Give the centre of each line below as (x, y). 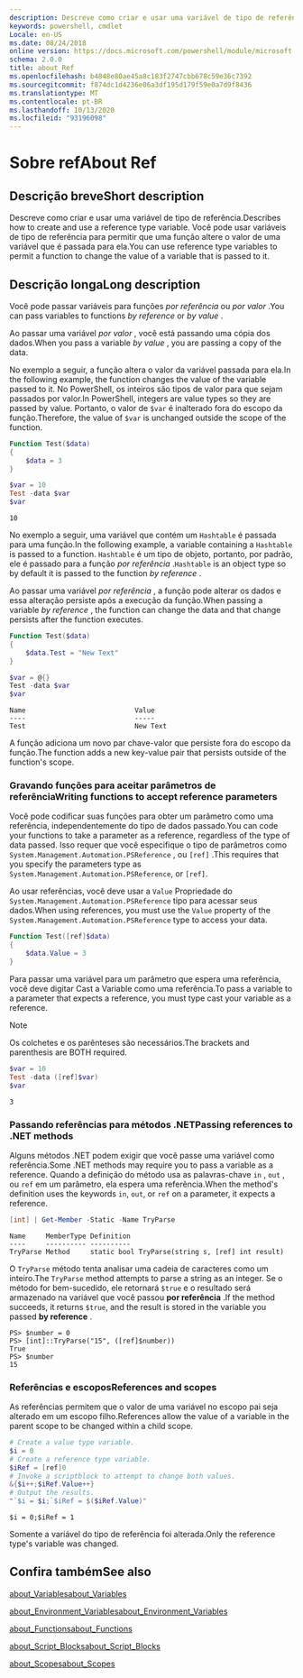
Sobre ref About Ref (83, 163)
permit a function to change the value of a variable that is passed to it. (140, 256)
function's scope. (42, 762)
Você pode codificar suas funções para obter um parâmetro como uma (142, 816)
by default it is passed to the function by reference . (106, 573)
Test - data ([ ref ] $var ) (54, 1077)
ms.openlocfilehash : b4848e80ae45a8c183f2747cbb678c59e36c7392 (131, 77)
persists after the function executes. (77, 619)
